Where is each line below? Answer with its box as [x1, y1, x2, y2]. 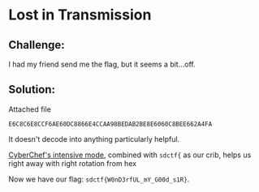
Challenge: [8, 38, 65, 52]
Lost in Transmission [8, 6, 152, 24]
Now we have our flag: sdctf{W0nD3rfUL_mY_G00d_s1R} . [8, 174, 190, 184]
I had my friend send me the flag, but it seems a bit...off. [8, 59, 196, 69]
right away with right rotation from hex [8, 158, 136, 168]
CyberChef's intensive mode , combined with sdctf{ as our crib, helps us [8, 150, 252, 160]
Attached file [8, 104, 51, 114]
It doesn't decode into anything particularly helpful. [8, 134, 180, 143]
